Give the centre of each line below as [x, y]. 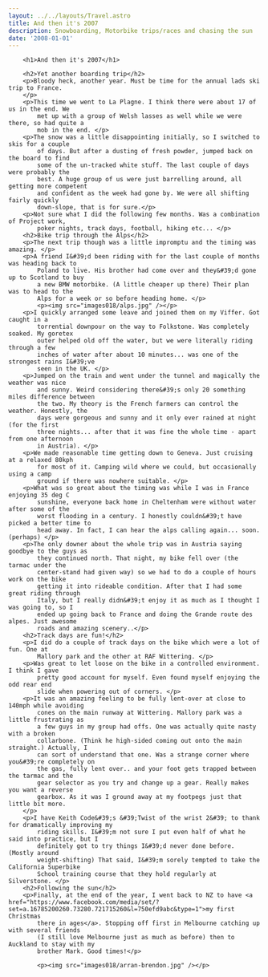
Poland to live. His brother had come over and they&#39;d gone [147, 271]
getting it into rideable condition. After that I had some [140, 586]
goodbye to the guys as [48, 551]
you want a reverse [41, 790]
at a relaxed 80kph [41, 460]
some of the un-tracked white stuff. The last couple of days [143, 165]
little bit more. [37, 804]
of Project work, [37, 221]
